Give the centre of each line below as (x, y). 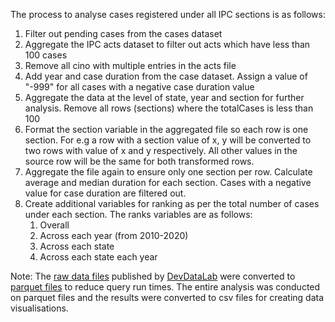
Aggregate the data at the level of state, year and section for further (164, 97)
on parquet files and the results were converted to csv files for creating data (167, 297)
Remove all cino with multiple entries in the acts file (130, 65)
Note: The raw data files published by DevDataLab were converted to (153, 276)
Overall (54, 225)
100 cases (46, 55)
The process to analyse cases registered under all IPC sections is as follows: (168, 14)
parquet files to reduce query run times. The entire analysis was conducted (165, 287)
